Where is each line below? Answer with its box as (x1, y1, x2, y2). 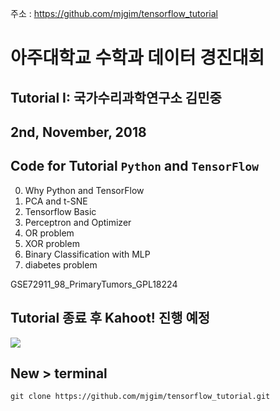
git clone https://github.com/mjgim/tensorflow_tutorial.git (10, 392, 271, 402)
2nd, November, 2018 (10, 123, 147, 141)
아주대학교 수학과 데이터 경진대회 (10, 47, 265, 69)
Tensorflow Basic (24, 205, 97, 217)
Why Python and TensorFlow (24, 184, 145, 196)
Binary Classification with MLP (24, 248, 151, 260)
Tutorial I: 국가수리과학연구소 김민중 (10, 89, 222, 106)
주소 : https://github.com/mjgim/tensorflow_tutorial (10, 8, 219, 19)
